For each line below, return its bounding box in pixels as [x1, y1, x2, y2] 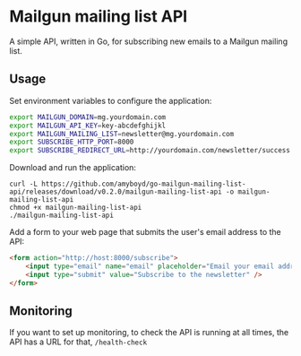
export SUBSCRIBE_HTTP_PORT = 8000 [9, 137, 134, 147]
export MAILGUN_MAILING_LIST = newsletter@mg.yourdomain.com [9, 129, 235, 138]
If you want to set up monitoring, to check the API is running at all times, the [9, 327, 289, 338]
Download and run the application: [9, 162, 137, 173]
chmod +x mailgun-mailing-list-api [9, 204, 142, 213]
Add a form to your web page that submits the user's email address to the [9, 227, 281, 238]
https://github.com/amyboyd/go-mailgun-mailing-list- [41, 179, 246, 189]
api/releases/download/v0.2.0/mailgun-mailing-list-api [9, 187, 222, 196]
